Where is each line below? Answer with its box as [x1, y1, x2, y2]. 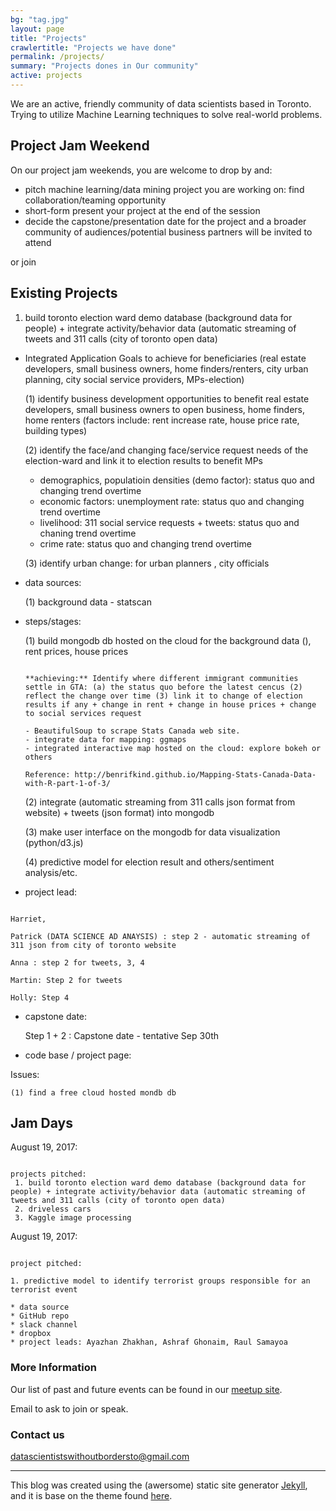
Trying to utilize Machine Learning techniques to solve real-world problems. [10, 108, 323, 120]
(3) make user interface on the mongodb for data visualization [24, 826, 281, 838]
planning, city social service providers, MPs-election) [24, 373, 245, 385]
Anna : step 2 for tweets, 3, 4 [10, 957, 145, 968]
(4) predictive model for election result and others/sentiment [24, 856, 275, 868]
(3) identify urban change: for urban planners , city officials [24, 557, 270, 569]
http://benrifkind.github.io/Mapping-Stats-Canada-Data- [74, 769, 317, 780]
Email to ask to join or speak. [10, 1402, 129, 1415]
